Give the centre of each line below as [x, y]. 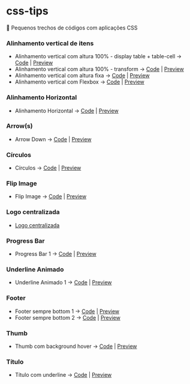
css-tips [28, 11]
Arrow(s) [19, 126]
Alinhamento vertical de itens [50, 43]
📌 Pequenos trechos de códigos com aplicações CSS [72, 28]
